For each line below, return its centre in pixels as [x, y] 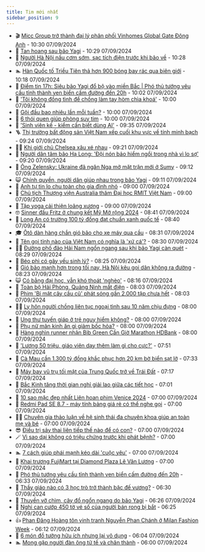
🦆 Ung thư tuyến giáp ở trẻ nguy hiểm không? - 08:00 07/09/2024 [98, 319]
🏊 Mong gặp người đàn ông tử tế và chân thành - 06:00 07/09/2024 [101, 542]
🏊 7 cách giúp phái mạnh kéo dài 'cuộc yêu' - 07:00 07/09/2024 [97, 452]
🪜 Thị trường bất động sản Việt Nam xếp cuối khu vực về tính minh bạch [106, 132]
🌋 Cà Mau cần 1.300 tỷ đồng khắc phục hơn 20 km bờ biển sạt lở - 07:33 [106, 358]
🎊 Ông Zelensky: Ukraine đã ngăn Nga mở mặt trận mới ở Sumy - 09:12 [104, 166]
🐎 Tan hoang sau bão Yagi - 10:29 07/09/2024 [74, 51]
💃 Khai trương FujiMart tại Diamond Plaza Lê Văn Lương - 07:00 [95, 461]
